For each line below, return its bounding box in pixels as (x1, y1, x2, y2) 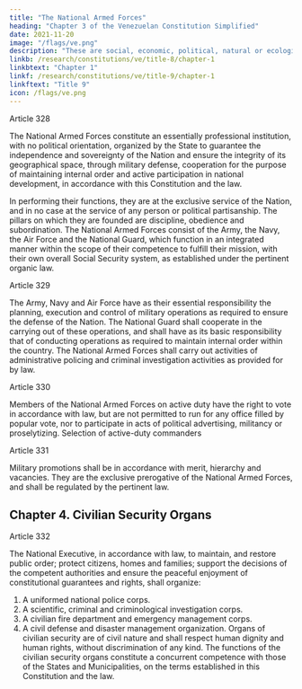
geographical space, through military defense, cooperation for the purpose (9, 159, 288, 170)
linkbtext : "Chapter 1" (9, 64, 99, 73)
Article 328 (9, 113, 51, 124)
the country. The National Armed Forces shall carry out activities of (9, 345, 258, 356)
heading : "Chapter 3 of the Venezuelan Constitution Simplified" (9, 22, 259, 31)
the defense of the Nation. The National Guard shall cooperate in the (9, 316, 262, 327)
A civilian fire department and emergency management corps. (22, 614, 253, 624)
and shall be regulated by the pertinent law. (9, 481, 170, 492)
